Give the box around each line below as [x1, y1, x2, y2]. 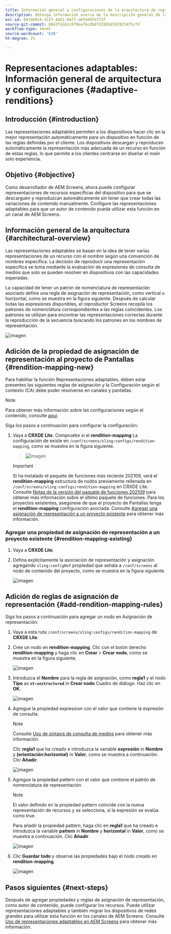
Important [12, 463, 34, 469]
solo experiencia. [5, 156, 42, 162]
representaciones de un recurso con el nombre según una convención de [5, 253, 159, 259]
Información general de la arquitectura [5, 226, 130, 235]
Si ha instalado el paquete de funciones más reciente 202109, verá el [12, 473, 158, 479]
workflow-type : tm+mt [5, 27, 51, 32]
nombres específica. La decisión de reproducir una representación [5, 258, 145, 264]
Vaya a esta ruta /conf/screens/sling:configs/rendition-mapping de [12, 629, 157, 635]
